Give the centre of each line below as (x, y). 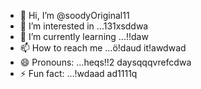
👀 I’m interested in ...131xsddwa (84, 26)
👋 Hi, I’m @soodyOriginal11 (74, 15)
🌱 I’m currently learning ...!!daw (84, 36)
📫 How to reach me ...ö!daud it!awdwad (103, 48)
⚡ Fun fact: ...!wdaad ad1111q (78, 73)
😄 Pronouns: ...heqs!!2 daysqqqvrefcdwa (105, 62)
